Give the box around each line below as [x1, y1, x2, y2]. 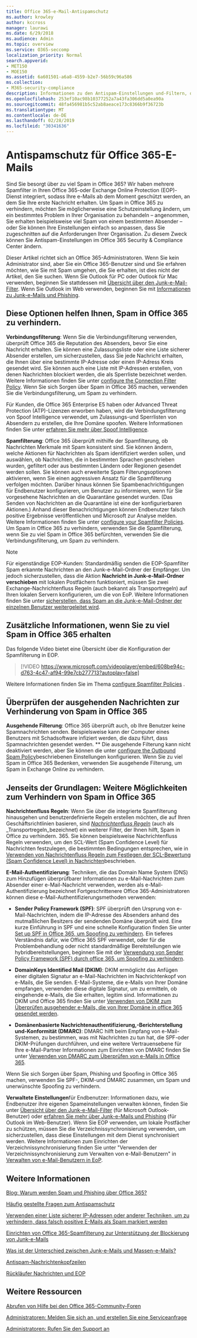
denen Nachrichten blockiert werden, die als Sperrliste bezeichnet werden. [6, 370, 188, 378]
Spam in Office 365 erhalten [6, 629, 111, 640]
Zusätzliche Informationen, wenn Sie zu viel [6, 621, 170, 631]
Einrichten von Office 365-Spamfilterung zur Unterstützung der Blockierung [6, 1229, 189, 1236]
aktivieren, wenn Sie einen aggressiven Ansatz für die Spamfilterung [6, 474, 172, 481]
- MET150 [6, 63, 28, 69]
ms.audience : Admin [6, 36, 54, 42]
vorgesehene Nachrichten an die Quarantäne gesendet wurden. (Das [6, 493, 173, 500]
